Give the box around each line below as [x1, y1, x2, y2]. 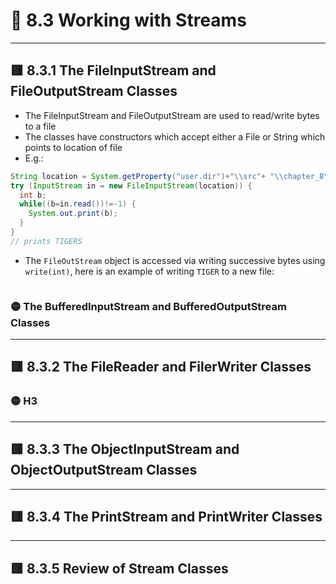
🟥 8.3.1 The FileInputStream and [10, 62, 217, 79]
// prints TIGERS [10, 236, 83, 246]
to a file [24, 120, 57, 132]
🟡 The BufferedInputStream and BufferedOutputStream [10, 299, 287, 313]
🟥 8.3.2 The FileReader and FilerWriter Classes [10, 359, 312, 376]
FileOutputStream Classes [10, 83, 178, 100]
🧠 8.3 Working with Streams [10, 9, 247, 32]
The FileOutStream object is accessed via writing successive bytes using [24, 254, 326, 266]
